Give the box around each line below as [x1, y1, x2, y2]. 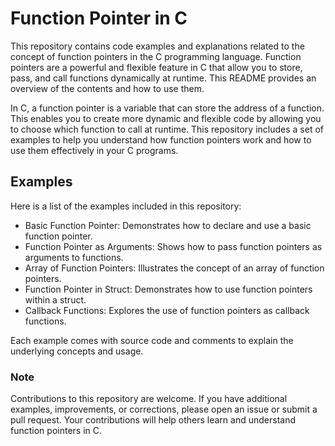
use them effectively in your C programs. [10, 144, 179, 156]
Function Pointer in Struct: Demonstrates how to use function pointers [24, 283, 313, 295]
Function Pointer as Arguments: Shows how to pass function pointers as [24, 240, 323, 252]
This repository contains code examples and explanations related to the [10, 40, 305, 52]
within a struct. [24, 293, 87, 306]
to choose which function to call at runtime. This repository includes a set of [10, 123, 324, 135]
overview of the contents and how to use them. [10, 82, 205, 94]
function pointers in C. [10, 425, 102, 437]
